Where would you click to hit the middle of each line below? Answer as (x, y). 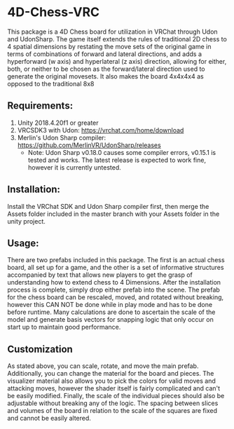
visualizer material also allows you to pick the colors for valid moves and (111, 381)
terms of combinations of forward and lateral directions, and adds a (104, 54)
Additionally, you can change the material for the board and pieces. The (111, 374)
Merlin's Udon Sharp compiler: (62, 137)
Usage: (23, 243)
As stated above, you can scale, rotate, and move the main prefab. (103, 366)
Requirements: (40, 106)
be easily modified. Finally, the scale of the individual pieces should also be (116, 396)
